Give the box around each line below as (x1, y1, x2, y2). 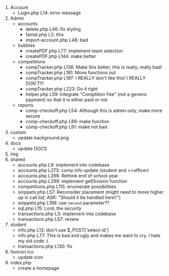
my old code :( (17, 238, 49, 244)
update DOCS (17, 146, 47, 151)
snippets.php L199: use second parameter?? (17, 200, 110, 206)
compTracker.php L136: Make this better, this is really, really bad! (25, 64, 162, 70)
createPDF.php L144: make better (25, 53, 96, 59)
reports (17, 102, 34, 108)
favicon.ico (10, 249, 34, 255)
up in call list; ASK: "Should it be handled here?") (17, 194, 121, 200)
